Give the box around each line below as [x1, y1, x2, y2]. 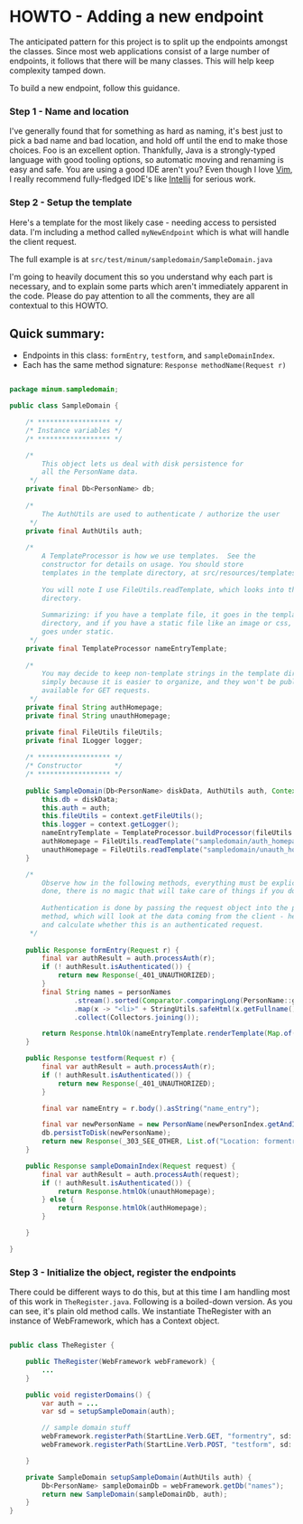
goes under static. [41, 627, 115, 636]
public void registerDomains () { [25, 1390, 151, 1399]
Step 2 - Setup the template [9, 196, 133, 209]
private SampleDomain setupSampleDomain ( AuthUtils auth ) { [25, 1472, 252, 1482]
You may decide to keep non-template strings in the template [41, 669, 280, 679]
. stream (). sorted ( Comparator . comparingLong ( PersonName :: [73, 996, 293, 1005]
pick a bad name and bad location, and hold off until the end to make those [9, 136, 289, 146]
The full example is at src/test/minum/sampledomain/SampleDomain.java [9, 253, 273, 264]
